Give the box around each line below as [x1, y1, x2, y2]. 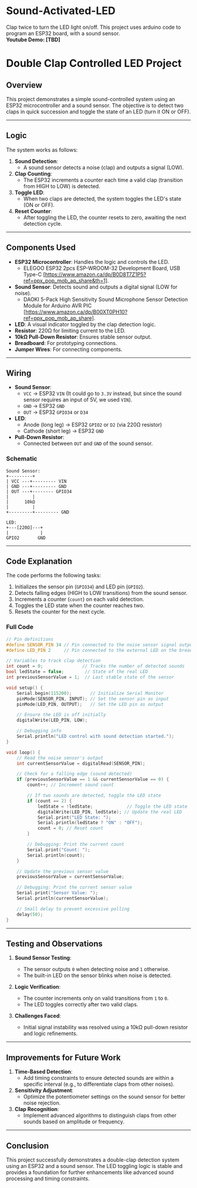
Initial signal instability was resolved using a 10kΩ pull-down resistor [23, 1024, 188, 1031]
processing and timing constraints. [6, 1174, 90, 1182]
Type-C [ [23, 270, 46, 277]
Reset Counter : [14, 208, 53, 215]
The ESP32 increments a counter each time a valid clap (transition [23, 176, 184, 183]
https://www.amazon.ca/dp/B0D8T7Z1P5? [45, 270, 147, 277]
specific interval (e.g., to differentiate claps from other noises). [23, 1080, 175, 1088]
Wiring [6, 368, 32, 378]
